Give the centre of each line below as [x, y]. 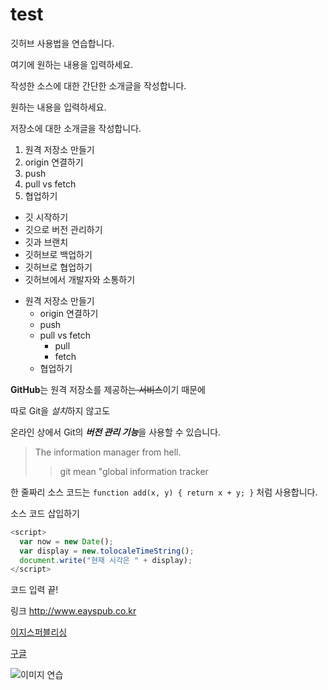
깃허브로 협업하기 [58, 267]
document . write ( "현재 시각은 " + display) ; [106, 560]
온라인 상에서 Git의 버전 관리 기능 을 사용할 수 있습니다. [116, 432]
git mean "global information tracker [134, 471]
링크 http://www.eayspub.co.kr [73, 611]
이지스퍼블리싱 [39, 632]
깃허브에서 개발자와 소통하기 [80, 279]
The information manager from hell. [108, 452]
